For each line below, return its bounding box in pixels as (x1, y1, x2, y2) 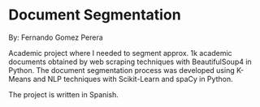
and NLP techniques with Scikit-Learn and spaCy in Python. (32, 74, 233, 83)
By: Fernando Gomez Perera (8, 32, 103, 42)
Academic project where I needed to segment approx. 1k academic (8, 48, 233, 58)
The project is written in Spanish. (8, 89, 119, 99)
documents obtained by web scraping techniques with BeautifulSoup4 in (8, 57, 252, 66)
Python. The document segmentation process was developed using (8, 65, 235, 75)
